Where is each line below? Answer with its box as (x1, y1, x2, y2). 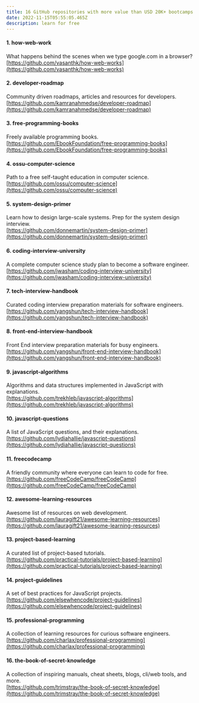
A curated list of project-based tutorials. (6, 549, 106, 557)
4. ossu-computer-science (6, 160, 76, 167)
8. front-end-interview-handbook (6, 327, 93, 335)
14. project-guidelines (6, 576, 63, 583)
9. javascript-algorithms (6, 368, 68, 376)
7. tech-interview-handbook (6, 287, 79, 295)
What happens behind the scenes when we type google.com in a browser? (6, 52, 193, 60)
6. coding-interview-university (6, 247, 86, 254)
